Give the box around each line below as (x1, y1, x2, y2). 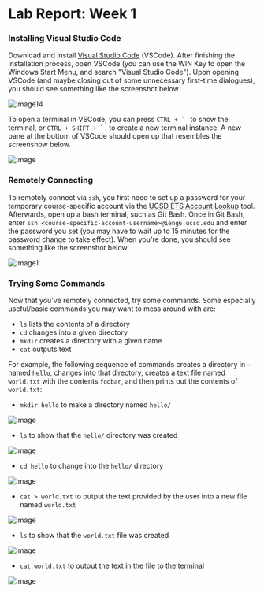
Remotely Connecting (8, 175, 93, 186)
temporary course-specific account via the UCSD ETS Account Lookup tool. (8, 201, 255, 210)
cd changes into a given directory (19, 328, 128, 337)
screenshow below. (8, 139, 71, 150)
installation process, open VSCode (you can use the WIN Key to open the (8, 59, 246, 69)
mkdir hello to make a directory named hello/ (19, 400, 171, 410)
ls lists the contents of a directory (19, 320, 130, 329)
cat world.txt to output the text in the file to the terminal (19, 561, 205, 571)
